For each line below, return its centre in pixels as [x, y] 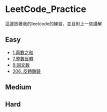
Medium [18, 87]
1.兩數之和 [23, 52]
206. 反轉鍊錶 [26, 71]
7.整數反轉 [23, 58]
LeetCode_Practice [46, 9]
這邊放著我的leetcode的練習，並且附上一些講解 [54, 23]
